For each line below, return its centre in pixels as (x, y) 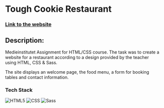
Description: (25, 40)
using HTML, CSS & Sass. (31, 62)
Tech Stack (19, 90)
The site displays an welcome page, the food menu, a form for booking (77, 72)
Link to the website (28, 25)
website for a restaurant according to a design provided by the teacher (77, 57)
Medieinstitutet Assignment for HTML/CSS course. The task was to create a (82, 52)
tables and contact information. (37, 77)
